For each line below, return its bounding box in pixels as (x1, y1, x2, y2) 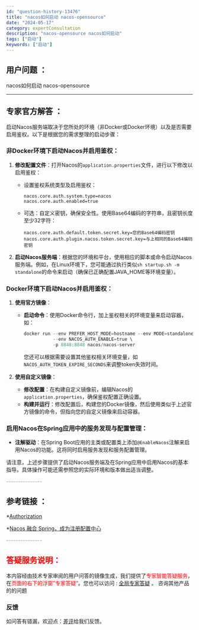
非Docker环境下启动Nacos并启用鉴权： (6, 147, 120, 155)
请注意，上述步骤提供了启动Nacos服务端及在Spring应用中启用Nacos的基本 (6, 459, 188, 466)
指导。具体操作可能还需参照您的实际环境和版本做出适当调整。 (6, 466, 157, 473)
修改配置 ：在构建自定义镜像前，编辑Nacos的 (23, 386, 133, 393)
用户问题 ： (6, 65, 47, 75)
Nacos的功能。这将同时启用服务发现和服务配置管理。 (20, 446, 150, 453)
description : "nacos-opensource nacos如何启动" (6, 31, 123, 37)
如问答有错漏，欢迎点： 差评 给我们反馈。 (6, 618, 105, 625)
